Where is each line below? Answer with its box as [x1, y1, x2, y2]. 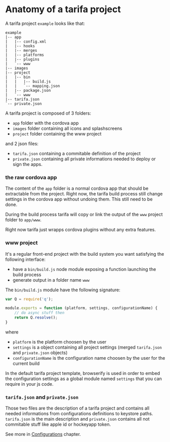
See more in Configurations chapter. [5, 431, 81, 437]
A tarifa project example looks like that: [5, 20, 85, 26]
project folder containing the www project [12, 130, 101, 137]
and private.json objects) [12, 349, 67, 356]
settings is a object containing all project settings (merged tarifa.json [12, 344, 162, 350]
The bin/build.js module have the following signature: [5, 287, 121, 293]
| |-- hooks [5, 43, 36, 49]
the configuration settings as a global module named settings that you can [5, 376, 162, 382]
